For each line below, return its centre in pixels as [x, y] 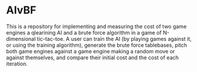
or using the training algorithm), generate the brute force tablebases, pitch [97, 45]
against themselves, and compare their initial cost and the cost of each [93, 57]
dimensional [21, 39]
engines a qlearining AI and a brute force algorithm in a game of [84, 32]
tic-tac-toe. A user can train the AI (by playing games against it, [114, 39]
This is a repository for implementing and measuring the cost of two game [96, 26]
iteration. [17, 64]
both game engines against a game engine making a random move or [91, 51]
